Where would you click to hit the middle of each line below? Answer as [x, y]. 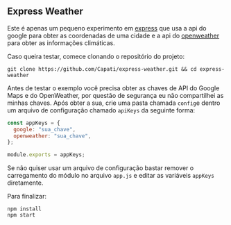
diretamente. [25, 183]
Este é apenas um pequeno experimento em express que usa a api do [107, 28]
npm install [24, 209]
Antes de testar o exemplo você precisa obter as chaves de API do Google [113, 88]
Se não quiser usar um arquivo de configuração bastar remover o [101, 168]
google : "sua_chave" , [45, 129]
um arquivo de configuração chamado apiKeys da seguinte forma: [101, 110]
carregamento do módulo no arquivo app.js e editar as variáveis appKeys [111, 176]
